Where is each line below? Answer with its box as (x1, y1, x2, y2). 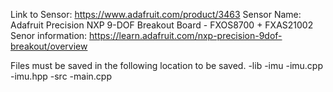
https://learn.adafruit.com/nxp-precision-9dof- (89, 30, 283, 41)
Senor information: (10, 30, 88, 41)
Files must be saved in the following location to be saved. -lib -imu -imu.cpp (10, 60, 323, 71)
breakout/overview (10, 40, 88, 52)
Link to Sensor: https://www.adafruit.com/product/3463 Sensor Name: (10, 9, 302, 20)
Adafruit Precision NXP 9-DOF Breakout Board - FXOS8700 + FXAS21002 (10, 19, 314, 31)
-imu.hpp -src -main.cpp (10, 70, 112, 82)
